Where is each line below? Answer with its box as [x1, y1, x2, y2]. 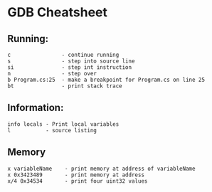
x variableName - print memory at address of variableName [7, 165, 196, 172]
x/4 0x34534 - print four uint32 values [7, 177, 148, 185]
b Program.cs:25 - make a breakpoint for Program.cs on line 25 [7, 76, 205, 83]
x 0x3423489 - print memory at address [7, 171, 144, 178]
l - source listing [7, 127, 97, 134]
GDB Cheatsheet [7, 4, 108, 21]
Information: [7, 102, 64, 114]
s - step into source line [7, 58, 135, 65]
